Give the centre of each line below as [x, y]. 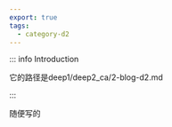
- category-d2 [43, 34]
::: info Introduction [44, 60]
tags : [19, 26]
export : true [33, 17]
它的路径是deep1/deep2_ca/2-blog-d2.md [86, 77]
